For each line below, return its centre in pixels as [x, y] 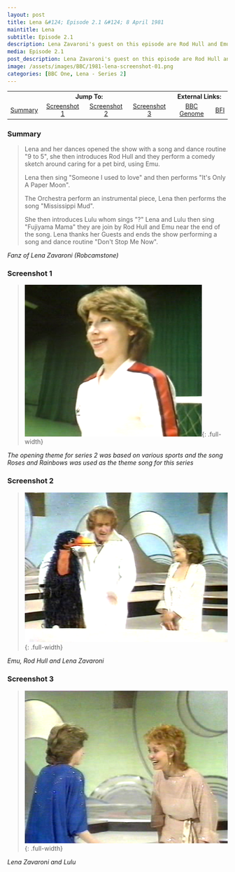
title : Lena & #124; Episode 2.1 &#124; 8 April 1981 [86, 22]
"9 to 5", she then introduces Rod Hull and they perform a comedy [120, 157]
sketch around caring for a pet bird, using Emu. [92, 164]
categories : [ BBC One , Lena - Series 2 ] [67, 73]
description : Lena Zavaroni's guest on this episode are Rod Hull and [112, 44]
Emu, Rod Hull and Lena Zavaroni [56, 661]
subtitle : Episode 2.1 [40, 37]
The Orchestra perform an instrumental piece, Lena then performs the [125, 199]
